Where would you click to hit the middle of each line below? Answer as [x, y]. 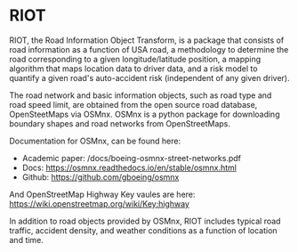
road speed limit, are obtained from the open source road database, [133, 104]
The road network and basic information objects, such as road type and [141, 95]
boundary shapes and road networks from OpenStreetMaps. [120, 123]
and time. [27, 240]
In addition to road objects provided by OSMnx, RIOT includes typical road [145, 221]
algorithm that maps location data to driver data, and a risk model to [133, 69]
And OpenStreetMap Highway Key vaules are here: [102, 194]
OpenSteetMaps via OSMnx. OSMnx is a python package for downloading [145, 114]
